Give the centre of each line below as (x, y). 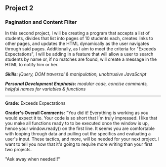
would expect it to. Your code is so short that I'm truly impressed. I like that (81, 118)
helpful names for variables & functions (45, 89)
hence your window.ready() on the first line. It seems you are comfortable (80, 128)
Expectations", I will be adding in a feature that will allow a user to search (79, 54)
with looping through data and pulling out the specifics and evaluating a (78, 133)
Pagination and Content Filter (41, 22)
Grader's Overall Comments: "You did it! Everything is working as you (77, 113)
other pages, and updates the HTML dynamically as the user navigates (77, 43)
